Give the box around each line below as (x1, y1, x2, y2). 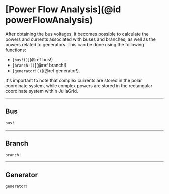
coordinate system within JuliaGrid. (5, 88, 78, 94)
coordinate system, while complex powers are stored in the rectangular (5, 82, 153, 89)
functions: (5, 47, 26, 53)
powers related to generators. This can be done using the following (5, 41, 144, 47)
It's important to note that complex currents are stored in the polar (5, 77, 142, 83)
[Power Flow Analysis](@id (5, 4, 121, 15)
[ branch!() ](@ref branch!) (12, 62, 67, 68)
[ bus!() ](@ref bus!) (12, 56, 53, 62)
